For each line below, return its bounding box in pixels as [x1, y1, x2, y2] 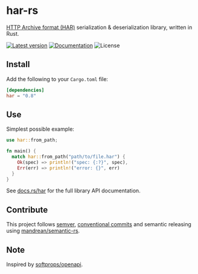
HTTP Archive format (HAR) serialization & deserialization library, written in [6, 24, 193, 31]
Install [6, 59, 30, 70]
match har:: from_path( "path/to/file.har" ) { [11, 154, 126, 160]
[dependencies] [6, 87, 45, 93]
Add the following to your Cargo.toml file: [6, 75, 109, 82]
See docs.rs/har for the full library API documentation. [6, 187, 141, 194]
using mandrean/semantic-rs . [6, 227, 80, 235]
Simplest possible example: [6, 125, 74, 133]
